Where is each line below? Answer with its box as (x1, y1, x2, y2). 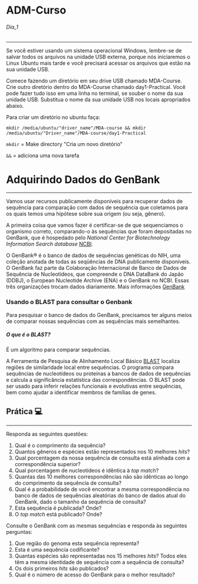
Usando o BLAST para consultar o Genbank (6, 298, 133, 306)
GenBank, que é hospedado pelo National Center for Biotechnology (6, 234, 170, 242)
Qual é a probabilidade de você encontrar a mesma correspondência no (14, 486, 190, 493)
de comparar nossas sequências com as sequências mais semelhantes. (6, 318, 181, 325)
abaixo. (6, 103, 24, 110)
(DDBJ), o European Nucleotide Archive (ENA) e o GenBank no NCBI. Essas (6, 277, 190, 284)
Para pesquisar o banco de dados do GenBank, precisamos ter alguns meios (6, 311, 192, 318)
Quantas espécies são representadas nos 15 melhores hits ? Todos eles (14, 552, 187, 560)
